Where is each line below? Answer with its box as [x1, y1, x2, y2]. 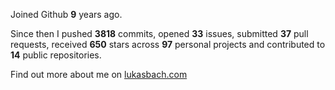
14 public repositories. [10, 49, 102, 61]
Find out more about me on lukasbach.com [10, 69, 188, 80]
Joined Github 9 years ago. [10, 9, 123, 20]
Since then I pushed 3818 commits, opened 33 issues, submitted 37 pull [10, 28, 309, 39]
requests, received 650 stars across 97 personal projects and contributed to [10, 39, 326, 50]
